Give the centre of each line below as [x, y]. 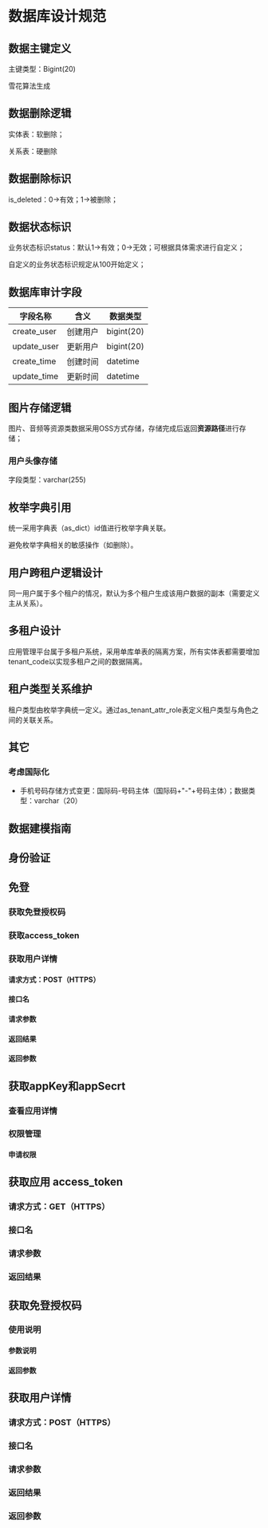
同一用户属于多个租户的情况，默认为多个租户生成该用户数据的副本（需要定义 [134, 593]
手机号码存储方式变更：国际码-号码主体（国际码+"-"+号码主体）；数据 [134, 791]
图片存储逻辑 [40, 408]
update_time [35, 376]
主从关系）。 [28, 603]
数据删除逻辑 [40, 114]
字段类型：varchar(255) [47, 480]
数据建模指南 [40, 828]
